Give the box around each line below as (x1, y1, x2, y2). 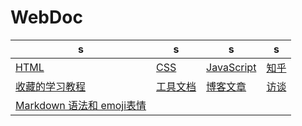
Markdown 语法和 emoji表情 (15, 98, 147, 112)
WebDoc (10, 6, 83, 29)
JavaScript (206, 60, 257, 74)
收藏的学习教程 (15, 79, 87, 93)
